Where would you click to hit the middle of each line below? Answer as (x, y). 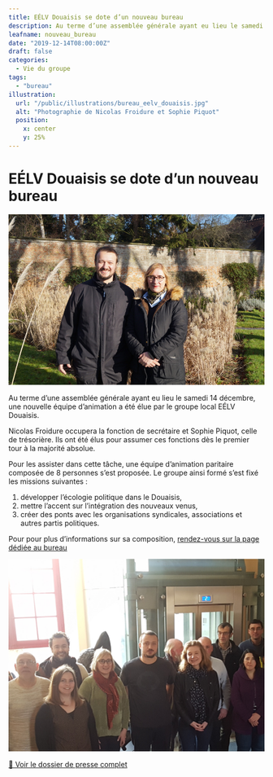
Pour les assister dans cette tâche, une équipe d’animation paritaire (121, 464)
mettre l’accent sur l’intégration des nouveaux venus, (109, 506)
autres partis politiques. (60, 523)
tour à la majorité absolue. (52, 449)
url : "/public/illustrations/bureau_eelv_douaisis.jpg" (112, 103)
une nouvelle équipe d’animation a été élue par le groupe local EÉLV (122, 406)
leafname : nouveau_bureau (52, 34)
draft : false (30, 52)
